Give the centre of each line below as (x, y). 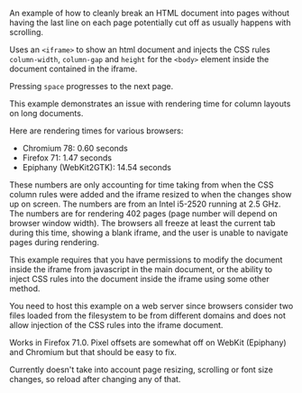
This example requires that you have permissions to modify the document (146, 260)
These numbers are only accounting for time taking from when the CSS (142, 185)
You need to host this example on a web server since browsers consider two (151, 306)
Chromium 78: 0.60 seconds (75, 148)
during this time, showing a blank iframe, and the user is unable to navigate (149, 233)
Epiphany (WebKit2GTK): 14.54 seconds (96, 167)
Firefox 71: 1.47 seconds (67, 158)
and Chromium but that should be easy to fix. (93, 352)
